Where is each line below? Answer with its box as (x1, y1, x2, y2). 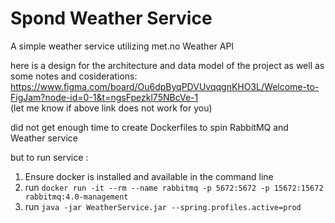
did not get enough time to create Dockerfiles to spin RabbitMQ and (10, 121, 289, 133)
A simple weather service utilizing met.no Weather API (10, 40, 235, 52)
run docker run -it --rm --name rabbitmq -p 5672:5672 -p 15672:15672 (24, 181, 324, 193)
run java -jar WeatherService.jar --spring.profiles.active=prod (24, 200, 302, 212)
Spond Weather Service (10, 7, 213, 30)
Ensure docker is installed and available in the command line (24, 170, 274, 182)
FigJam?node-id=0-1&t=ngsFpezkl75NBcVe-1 (10, 91, 199, 103)
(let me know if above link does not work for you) (10, 102, 213, 114)
